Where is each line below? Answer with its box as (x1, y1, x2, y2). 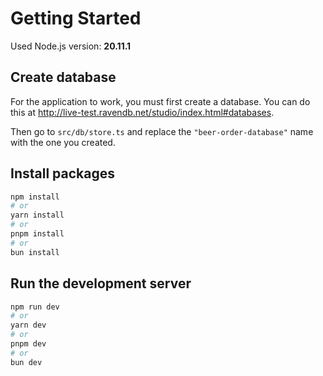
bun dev (10, 357, 43, 367)
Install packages (10, 165, 115, 182)
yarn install (10, 210, 65, 221)
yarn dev (10, 320, 47, 331)
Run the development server (10, 275, 192, 292)
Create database (10, 69, 117, 86)
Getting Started (10, 7, 142, 30)
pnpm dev (10, 339, 47, 349)
